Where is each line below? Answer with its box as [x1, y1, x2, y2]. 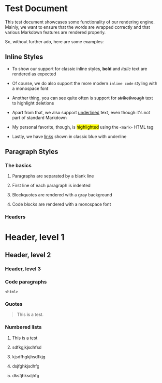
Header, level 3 [5, 265, 41, 272]
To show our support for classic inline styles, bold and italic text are [12, 66, 147, 71]
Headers [5, 213, 26, 220]
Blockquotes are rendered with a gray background [12, 192, 113, 198]
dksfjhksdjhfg [12, 372, 40, 378]
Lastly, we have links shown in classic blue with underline [12, 133, 127, 139]
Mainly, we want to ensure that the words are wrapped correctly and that [5, 24, 150, 30]
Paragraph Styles [5, 148, 59, 156]
